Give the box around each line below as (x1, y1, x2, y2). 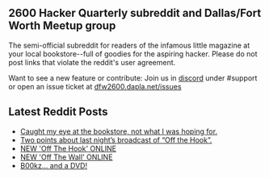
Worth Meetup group (8, 19, 116, 33)
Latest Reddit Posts (8, 105, 108, 119)
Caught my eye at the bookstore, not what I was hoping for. (19, 126, 218, 136)
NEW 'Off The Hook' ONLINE (19, 143, 117, 153)
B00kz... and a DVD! (19, 160, 87, 170)
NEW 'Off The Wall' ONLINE (19, 152, 113, 162)
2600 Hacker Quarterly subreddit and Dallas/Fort (8, 6, 262, 20)
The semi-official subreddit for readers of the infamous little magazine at (8, 40, 250, 50)
